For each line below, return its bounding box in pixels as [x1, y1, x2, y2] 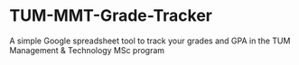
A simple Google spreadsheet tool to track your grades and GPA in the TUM [9, 35, 291, 46]
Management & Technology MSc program [9, 44, 165, 55]
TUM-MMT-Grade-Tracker [9, 5, 212, 26]
